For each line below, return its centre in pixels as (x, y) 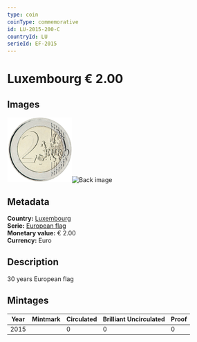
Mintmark (46, 319)
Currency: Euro (29, 240)
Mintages (28, 301)
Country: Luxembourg (39, 218)
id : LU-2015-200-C (34, 29)
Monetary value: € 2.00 (41, 233)
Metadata (28, 202)
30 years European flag (40, 279)
